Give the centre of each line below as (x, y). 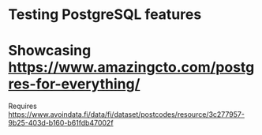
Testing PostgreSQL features (105, 15)
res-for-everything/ (74, 84)
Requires (22, 106)
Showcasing (50, 51)
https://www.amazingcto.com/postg (131, 67)
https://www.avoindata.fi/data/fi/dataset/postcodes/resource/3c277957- (126, 114)
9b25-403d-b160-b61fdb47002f (61, 123)
